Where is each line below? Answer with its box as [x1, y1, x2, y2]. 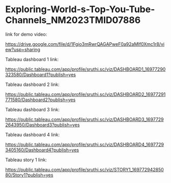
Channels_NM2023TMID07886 [5, 14, 141, 26]
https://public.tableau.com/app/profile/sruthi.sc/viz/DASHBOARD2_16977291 [5, 91, 166, 97]
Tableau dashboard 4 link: [5, 131, 60, 138]
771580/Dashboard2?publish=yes [5, 97, 76, 103]
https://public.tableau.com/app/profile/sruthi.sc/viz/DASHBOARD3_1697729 [5, 116, 164, 123]
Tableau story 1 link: [5, 157, 47, 163]
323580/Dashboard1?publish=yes [5, 71, 76, 77]
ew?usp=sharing [5, 46, 41, 52]
